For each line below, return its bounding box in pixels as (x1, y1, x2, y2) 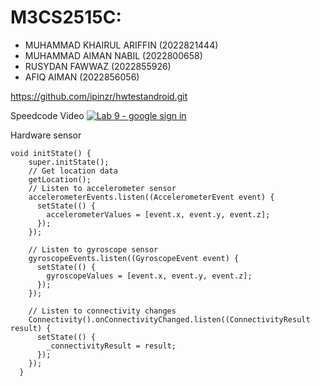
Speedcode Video (10, 109, 85, 121)
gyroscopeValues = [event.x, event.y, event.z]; (46, 271, 253, 281)
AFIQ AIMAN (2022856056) (24, 71, 140, 83)
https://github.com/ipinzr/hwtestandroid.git (10, 90, 188, 102)
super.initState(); (28, 157, 110, 167)
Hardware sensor (10, 129, 82, 141)
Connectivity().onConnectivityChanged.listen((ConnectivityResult (28, 314, 311, 325)
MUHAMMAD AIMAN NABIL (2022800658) (24, 49, 203, 61)
